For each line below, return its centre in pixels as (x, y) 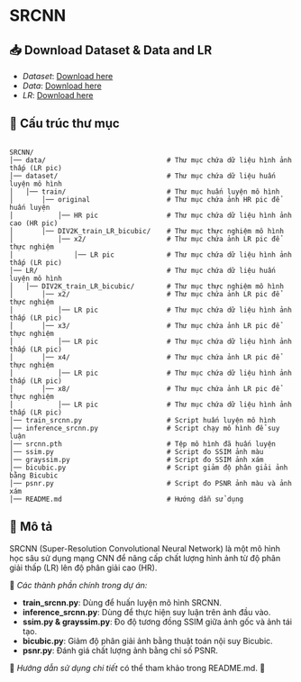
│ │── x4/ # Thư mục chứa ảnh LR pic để (145, 357)
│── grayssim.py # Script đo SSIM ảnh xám (137, 459)
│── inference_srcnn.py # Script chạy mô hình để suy (145, 428)
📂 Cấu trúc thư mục (64, 124)
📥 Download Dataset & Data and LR (111, 50)
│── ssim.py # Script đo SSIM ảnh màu (137, 451)
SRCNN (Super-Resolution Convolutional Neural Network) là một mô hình (145, 548)
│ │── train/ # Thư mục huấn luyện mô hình (145, 191)
